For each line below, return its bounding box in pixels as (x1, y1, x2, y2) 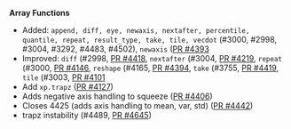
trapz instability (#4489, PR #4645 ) (21, 110, 153, 120)
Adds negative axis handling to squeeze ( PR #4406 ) (21, 91, 213, 101)
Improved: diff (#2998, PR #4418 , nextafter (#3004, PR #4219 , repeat (21, 53, 282, 63)
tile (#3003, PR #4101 (21, 72, 106, 83)
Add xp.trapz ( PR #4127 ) (21, 82, 114, 92)
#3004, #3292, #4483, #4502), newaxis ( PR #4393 (21, 44, 210, 54)
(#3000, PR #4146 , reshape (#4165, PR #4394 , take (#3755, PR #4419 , (21, 62, 279, 73)
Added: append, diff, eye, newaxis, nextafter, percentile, (21, 25, 250, 35)
